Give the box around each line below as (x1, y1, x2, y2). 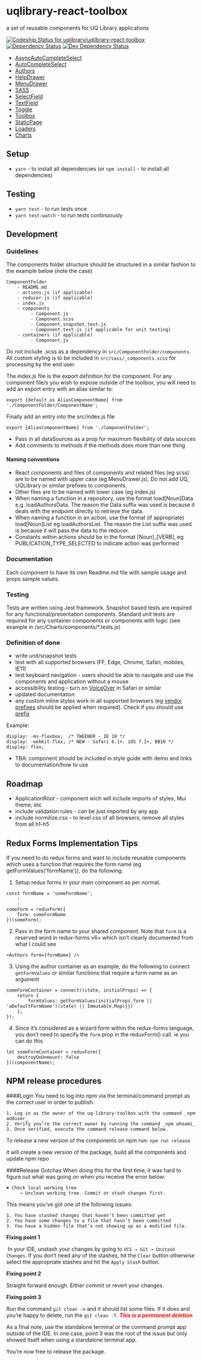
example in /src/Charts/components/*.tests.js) (6, 624, 121, 631)
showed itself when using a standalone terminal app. (6, 1336, 137, 1343)
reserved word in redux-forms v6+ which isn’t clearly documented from (14, 934, 194, 941)
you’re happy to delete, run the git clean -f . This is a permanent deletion (6, 1311, 193, 1319)
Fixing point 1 (6, 1233, 40, 1241)
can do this (14, 1037, 43, 1044)
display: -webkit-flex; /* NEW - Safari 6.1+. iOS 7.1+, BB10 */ (6, 739, 174, 745)
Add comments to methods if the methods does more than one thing (14, 442, 186, 449)
